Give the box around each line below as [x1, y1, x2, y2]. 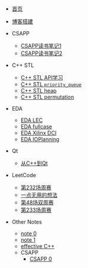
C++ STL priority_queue [20, 81, 82, 88]
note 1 [20, 236, 36, 243]
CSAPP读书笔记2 [20, 50, 62, 57]
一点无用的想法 [20, 191, 58, 199]
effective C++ [20, 243, 55, 249]
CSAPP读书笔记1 [20, 42, 62, 49]
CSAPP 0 [29, 255, 52, 262]
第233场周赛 [20, 206, 52, 214]
